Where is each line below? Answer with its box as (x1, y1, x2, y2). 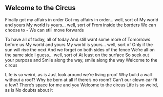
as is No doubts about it (5, 87, 53, 93)
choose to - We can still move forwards (5, 27, 84, 33)
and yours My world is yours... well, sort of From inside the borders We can (5, 22, 156, 28)
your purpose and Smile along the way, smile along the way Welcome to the (5, 57, 158, 63)
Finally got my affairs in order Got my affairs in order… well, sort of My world (5, 16, 159, 22)
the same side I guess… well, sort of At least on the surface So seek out (5, 52, 149, 58)
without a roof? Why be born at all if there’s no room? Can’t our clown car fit (5, 77, 158, 82)
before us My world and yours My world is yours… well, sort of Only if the (5, 41, 153, 48)
